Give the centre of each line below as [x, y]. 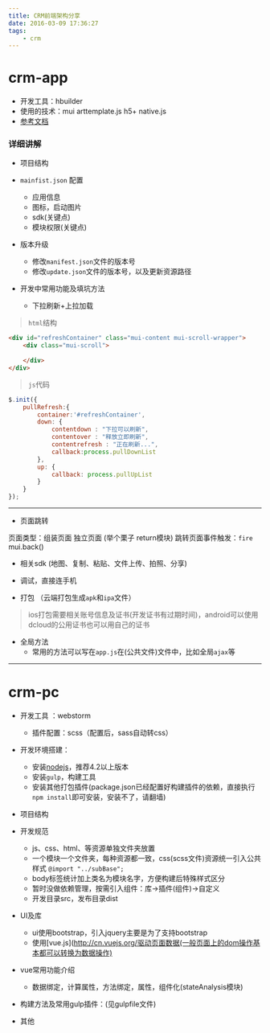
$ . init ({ [23, 400]
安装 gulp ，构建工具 [64, 777]
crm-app [38, 78]
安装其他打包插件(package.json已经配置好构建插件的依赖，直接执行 [143, 787]
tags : [17, 31]
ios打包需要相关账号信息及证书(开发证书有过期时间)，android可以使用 [143, 615]
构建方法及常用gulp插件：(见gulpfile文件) [88, 1004]
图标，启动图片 [57, 207]
